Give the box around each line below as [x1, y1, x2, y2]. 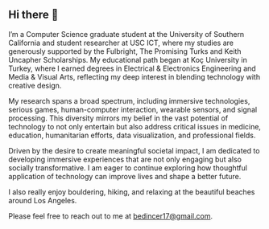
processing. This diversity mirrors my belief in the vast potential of [8, 113, 229, 123]
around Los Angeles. [8, 195, 77, 205]
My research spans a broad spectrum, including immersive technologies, [8, 96, 250, 105]
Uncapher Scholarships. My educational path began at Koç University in [8, 55, 247, 64]
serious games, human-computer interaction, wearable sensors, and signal [8, 104, 258, 114]
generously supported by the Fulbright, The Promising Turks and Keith [8, 46, 242, 56]
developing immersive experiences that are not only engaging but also [8, 154, 242, 164]
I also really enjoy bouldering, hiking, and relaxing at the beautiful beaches [8, 186, 255, 197]
